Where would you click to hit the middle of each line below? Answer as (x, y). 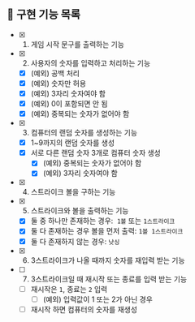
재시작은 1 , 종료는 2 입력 (69, 289)
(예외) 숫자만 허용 (58, 83)
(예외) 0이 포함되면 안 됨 (69, 103)
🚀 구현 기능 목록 (44, 15)
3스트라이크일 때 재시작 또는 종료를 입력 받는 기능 (109, 279)
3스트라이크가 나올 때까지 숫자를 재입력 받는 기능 (108, 260)
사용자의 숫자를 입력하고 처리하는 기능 (91, 62)
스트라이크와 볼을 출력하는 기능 (80, 211)
